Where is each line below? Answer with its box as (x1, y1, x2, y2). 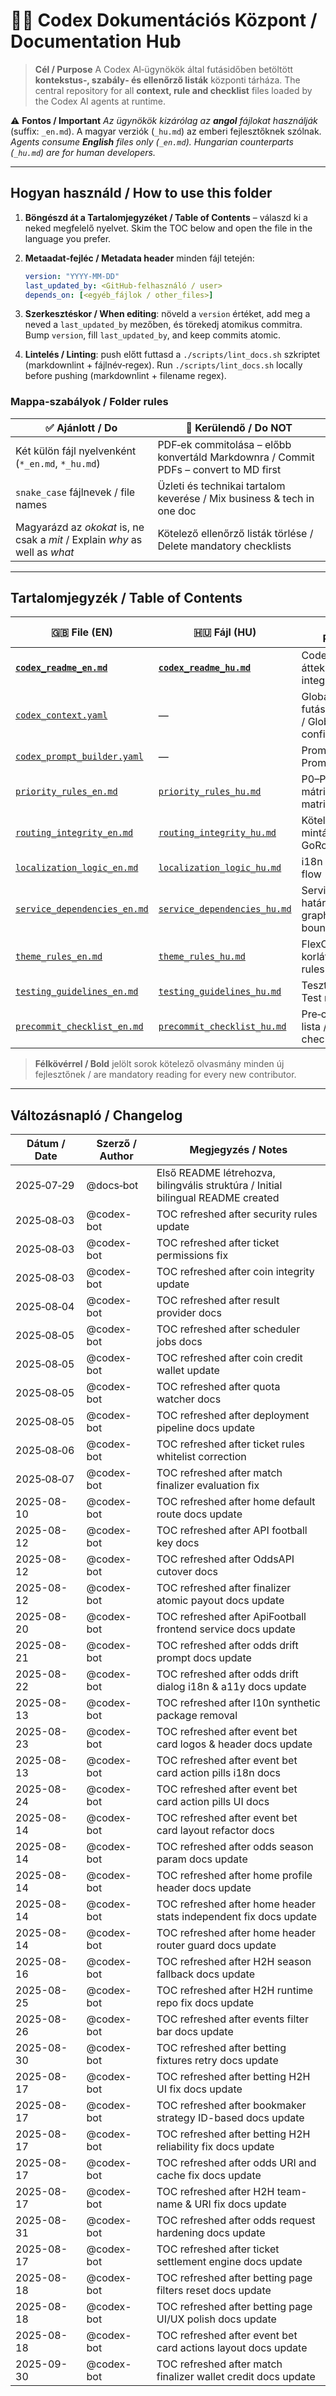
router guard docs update (156, 1939, 277, 1953)
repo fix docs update (156, 1996, 255, 2010)
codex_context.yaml (15, 710, 108, 721)
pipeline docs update (156, 1421, 256, 1435)
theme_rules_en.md (15, 951, 103, 963)
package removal (156, 1709, 238, 1723)
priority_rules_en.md (15, 786, 118, 798)
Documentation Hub (10, 30, 182, 53)
